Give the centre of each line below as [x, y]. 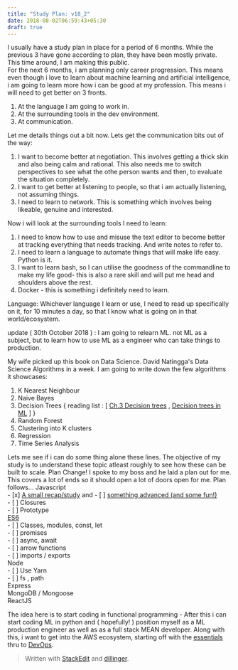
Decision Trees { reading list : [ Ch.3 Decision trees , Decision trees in [119, 405]
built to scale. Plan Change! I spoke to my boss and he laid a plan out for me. [119, 472]
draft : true [25, 27]
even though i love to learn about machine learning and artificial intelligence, [119, 78]
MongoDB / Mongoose [40, 593]
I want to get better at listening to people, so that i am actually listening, [122, 187]
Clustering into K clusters [55, 428]
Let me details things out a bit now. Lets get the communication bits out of [116, 135]
